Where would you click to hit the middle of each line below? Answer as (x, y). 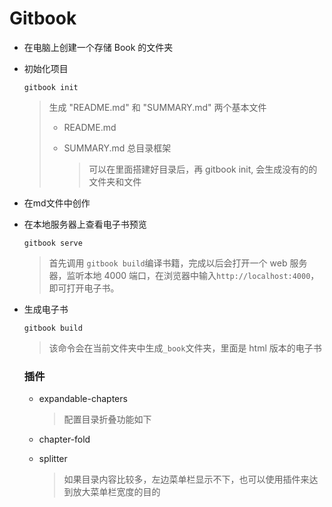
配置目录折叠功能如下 (107, 419)
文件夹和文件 (115, 181)
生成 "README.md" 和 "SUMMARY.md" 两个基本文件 (157, 107)
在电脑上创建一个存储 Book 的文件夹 (98, 47)
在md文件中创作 (57, 203)
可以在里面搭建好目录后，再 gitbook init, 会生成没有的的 (203, 169)
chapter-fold (64, 439)
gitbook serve (53, 243)
